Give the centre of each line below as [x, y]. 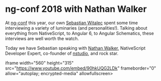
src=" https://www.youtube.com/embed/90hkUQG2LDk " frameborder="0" [81, 68]
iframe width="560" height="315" [39, 63]
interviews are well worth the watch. [42, 39]
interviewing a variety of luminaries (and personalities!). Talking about [76, 28]
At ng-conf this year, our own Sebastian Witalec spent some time [72, 23]
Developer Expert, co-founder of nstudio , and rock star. [62, 53]
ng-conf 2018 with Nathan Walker [76, 9]
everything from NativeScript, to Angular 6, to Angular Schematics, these [80, 33]
